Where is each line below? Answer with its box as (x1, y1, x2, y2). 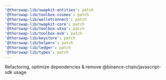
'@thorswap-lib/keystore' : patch (5, 36, 76, 41)
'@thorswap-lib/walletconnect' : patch (5, 17, 87, 22)
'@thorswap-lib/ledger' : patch (5, 45, 71, 50)
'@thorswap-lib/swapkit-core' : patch (5, 21, 85, 27)
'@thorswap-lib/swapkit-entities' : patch (5, 7, 94, 13)
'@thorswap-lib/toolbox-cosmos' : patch (5, 12, 89, 17)
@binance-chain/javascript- (103, 64, 161, 70)
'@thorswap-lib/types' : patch (5, 50, 69, 55)
